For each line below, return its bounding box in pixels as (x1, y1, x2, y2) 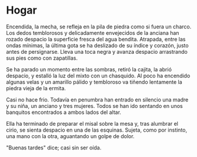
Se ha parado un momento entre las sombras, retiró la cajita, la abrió (6, 66, 172, 73)
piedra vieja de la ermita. (6, 84, 66, 91)
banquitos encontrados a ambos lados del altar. (6, 109, 122, 116)
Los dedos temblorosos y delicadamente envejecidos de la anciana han (6, 29, 179, 36)
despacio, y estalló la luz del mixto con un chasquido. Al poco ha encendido (6, 72, 191, 79)
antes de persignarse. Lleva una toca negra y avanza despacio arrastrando (6, 48, 188, 55)
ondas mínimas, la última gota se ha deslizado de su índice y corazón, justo (6, 42, 189, 49)
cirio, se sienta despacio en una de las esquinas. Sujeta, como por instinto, (6, 126, 187, 133)
